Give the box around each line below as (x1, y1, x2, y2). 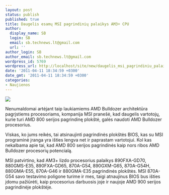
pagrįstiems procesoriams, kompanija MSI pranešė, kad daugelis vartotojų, (5, 111, 160, 117)
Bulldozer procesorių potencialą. (5, 147, 73, 154)
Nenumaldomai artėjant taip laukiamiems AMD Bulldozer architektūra (5, 105, 148, 111)
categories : (5, 78, 30, 83)
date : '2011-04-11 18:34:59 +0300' (5, 69, 80, 74)
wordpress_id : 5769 (5, 59, 46, 64)
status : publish (5, 12, 39, 17)
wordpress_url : (5, 63, 37, 69)
